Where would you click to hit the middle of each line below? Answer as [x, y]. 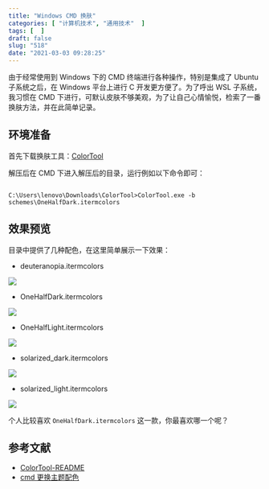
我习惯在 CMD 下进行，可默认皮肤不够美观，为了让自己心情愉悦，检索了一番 [134, 97]
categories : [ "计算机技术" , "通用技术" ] [77, 23]
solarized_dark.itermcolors [64, 358]
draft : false [30, 38]
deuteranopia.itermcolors [62, 265]
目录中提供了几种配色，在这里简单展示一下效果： [89, 249]
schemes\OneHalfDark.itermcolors [64, 202]
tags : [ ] [26, 31]
